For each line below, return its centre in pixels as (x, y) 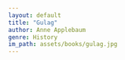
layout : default (35, 15)
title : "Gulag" (33, 23)
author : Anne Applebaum (47, 30)
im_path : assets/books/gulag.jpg (63, 44)
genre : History (33, 37)
